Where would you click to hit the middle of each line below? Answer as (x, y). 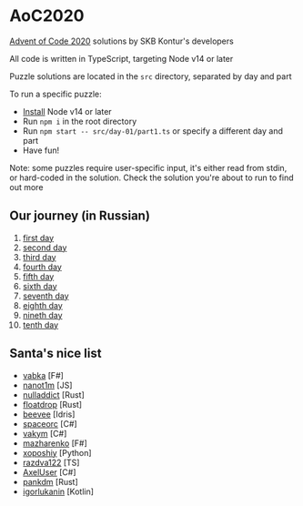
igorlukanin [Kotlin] (58, 491)
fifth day (38, 276)
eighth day (43, 305)
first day (38, 238)
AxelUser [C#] (49, 472)
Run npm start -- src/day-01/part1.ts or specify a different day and (153, 131)
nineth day (42, 315)
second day (45, 248)
